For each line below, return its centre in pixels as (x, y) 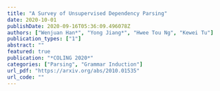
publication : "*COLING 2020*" (51, 58)
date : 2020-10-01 (32, 20)
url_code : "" (26, 77)
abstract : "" (26, 45)
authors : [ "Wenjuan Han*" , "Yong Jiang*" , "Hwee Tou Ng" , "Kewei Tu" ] (110, 32)
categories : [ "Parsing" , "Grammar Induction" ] (75, 64)
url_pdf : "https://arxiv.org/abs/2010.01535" (73, 70)
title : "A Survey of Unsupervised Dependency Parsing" (87, 13)
